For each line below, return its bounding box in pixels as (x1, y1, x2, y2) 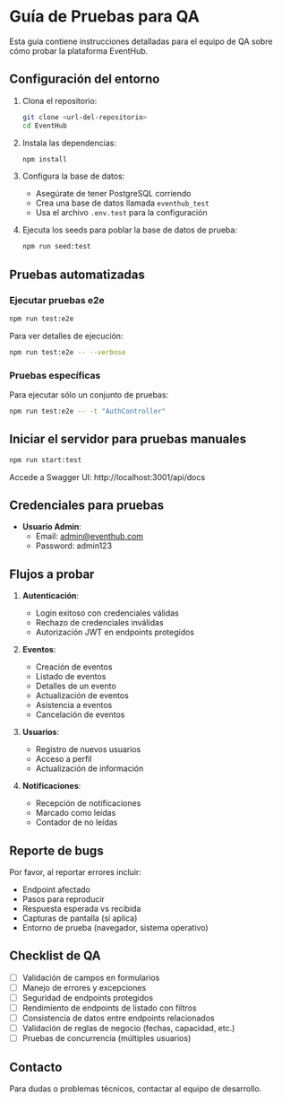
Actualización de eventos (35, 690, 130, 701)
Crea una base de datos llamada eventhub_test (35, 197, 209, 208)
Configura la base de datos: (21, 171, 125, 181)
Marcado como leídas (35, 808, 116, 818)
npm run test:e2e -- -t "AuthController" (9, 407, 167, 416)
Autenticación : (21, 591, 79, 601)
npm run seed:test (21, 242, 91, 251)
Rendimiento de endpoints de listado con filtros (21, 1002, 197, 1013)
